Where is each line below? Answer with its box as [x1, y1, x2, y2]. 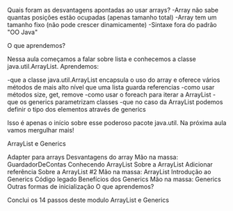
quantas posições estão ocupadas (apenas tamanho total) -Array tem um [7, 13, 217, 22]
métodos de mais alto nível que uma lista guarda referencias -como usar [7, 83, 215, 91]
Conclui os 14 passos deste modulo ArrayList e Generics [7, 196, 169, 204]
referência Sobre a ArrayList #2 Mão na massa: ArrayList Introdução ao [7, 168, 211, 176]
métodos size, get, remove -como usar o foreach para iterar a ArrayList [7, 90, 211, 99]
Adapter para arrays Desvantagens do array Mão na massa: [7, 153, 179, 161]
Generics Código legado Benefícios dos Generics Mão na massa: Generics [7, 175, 221, 183]
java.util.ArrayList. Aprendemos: [7, 62, 99, 70]
